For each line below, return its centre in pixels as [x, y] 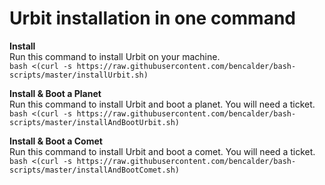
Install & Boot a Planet [55, 93]
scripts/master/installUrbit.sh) [79, 75]
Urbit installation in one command [152, 18]
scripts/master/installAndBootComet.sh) [95, 170]
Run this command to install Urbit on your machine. [115, 56]
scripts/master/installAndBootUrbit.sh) [95, 122]
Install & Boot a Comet [56, 141]
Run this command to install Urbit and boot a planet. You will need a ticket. [162, 104]
